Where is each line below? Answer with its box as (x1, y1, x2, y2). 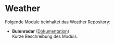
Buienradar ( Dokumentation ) (12, 28, 70, 34)
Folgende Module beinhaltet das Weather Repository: (5, 19, 111, 25)
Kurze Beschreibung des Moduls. (12, 33, 78, 39)
